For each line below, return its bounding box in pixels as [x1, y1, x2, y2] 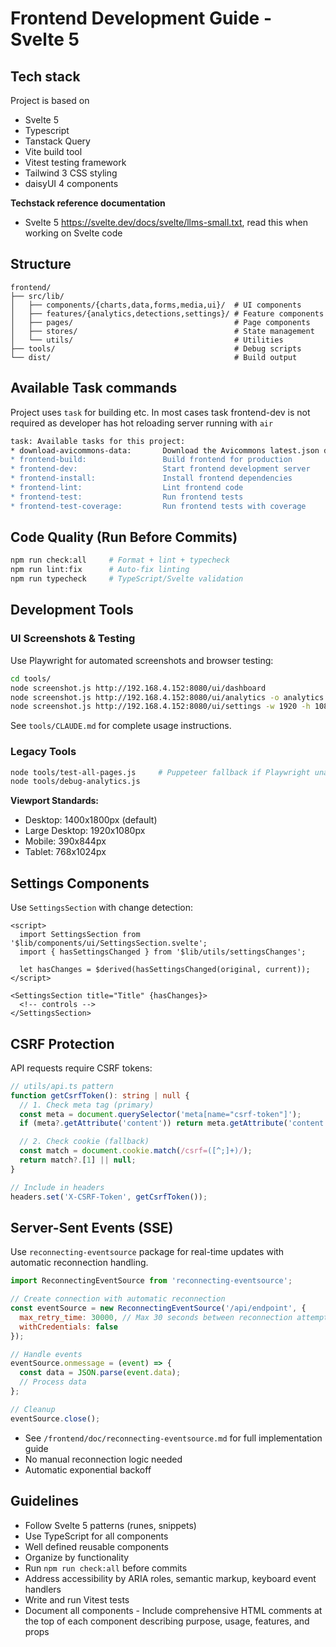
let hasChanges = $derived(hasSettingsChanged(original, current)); [19, 965, 311, 975]
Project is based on [10, 95, 90, 106]
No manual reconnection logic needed [24, 1453, 183, 1465]
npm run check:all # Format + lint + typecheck [10, 555, 230, 566]
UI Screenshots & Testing [10, 632, 136, 646]
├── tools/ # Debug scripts [10, 343, 302, 354]
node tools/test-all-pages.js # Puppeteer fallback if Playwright [10, 767, 311, 777]
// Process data [19, 1377, 87, 1387]
